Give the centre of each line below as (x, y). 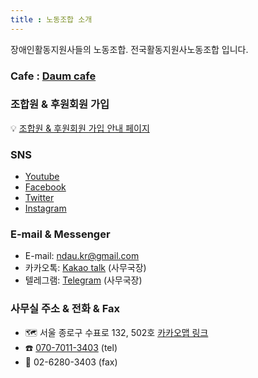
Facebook (45, 187)
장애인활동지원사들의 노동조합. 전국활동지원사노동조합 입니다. (129, 49)
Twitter (39, 198)
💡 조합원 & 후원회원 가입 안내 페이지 (80, 128)
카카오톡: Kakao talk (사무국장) (85, 268)
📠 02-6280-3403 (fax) (71, 362)
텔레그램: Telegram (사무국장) (83, 280)
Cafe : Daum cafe (53, 76)
